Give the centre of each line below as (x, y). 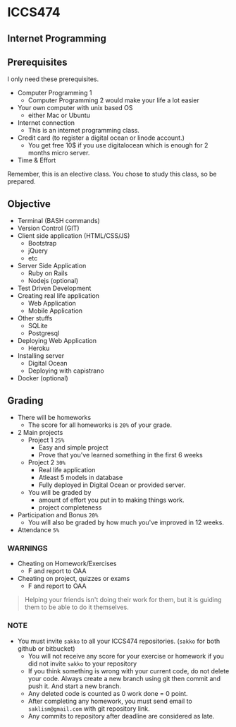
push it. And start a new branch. (74, 686)
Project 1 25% (46, 440)
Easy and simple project (73, 447)
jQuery (38, 251)
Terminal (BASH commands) (58, 221)
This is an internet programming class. (83, 131)
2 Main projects (40, 433)
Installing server (41, 356)
